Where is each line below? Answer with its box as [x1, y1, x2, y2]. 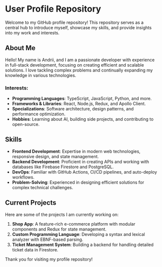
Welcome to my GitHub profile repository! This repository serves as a [5, 19, 144, 25]
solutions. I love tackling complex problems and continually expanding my [5, 67, 153, 73]
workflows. [12, 174, 35, 180]
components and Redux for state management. [12, 226, 107, 232]
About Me [5, 44, 36, 52]
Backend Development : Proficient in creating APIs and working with [12, 159, 149, 164]
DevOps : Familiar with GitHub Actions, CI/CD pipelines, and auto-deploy [12, 169, 157, 175]
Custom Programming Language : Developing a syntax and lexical [12, 231, 145, 237]
